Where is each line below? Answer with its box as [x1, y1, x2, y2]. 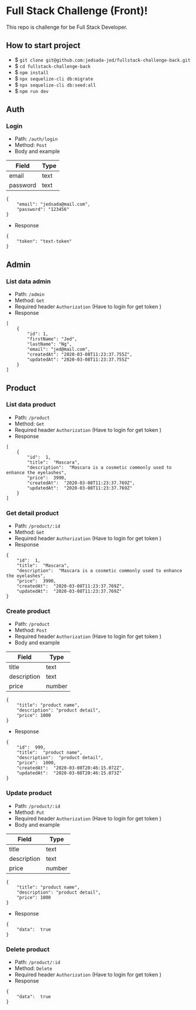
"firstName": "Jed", [27, 336, 77, 342]
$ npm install [14, 69, 49, 76]
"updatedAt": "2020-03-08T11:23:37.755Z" [27, 357, 130, 363]
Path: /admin [14, 291, 45, 298]
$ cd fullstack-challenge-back [14, 62, 91, 69]
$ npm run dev [14, 87, 49, 95]
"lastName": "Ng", [27, 341, 72, 347]
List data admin [6, 277, 51, 286]
